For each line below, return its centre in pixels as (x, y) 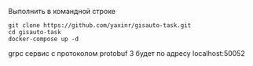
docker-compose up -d (44, 39)
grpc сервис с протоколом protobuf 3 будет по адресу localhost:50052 (126, 53)
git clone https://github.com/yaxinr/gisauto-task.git (100, 26)
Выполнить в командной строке (62, 11)
